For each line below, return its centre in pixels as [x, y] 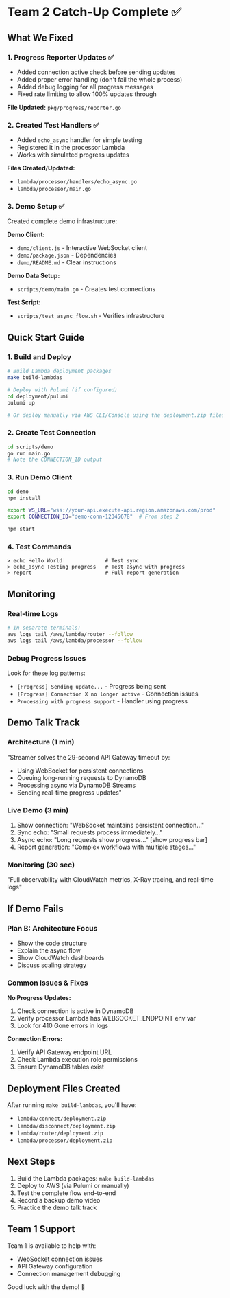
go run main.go [29, 453]
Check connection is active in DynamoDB [75, 1011]
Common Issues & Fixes [48, 983]
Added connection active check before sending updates [96, 72]
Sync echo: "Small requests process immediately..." [90, 832]
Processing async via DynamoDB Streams [76, 785]
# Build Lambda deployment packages [59, 372]
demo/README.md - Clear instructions [66, 262]
